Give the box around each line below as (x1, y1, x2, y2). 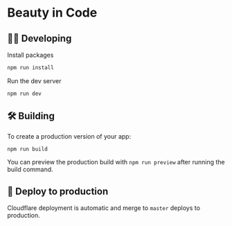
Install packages (7, 51, 54, 59)
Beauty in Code (7, 5, 98, 21)
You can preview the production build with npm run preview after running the (7, 158, 225, 166)
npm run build (7, 146, 48, 153)
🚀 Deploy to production (7, 185, 109, 197)
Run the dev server (7, 76, 62, 85)
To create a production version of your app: (7, 132, 132, 140)
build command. (7, 165, 53, 174)
